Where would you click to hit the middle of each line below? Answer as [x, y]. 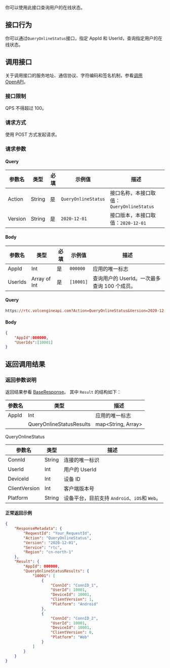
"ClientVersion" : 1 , [72, 599]
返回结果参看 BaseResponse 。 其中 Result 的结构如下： [63, 392]
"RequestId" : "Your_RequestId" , [58, 533]
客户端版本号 [79, 489]
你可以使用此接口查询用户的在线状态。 [45, 7]
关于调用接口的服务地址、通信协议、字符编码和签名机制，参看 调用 [74, 75]
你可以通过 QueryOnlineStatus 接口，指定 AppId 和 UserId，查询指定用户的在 [84, 38]
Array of [41, 278]
